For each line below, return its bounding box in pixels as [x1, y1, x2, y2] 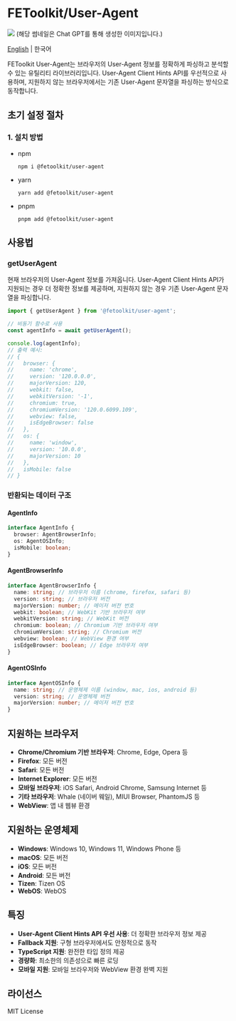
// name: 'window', [7, 440, 78, 447]
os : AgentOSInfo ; [14, 538, 65, 545]
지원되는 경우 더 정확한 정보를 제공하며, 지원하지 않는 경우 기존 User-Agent [7, 284, 215, 293]
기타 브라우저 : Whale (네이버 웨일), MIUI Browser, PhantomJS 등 [17, 792, 200, 801]
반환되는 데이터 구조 [7, 490, 72, 500]
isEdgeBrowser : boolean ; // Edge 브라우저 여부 [14, 641, 149, 649]
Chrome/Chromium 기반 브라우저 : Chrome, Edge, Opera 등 [17, 748, 188, 757]
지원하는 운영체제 [7, 824, 79, 836]
